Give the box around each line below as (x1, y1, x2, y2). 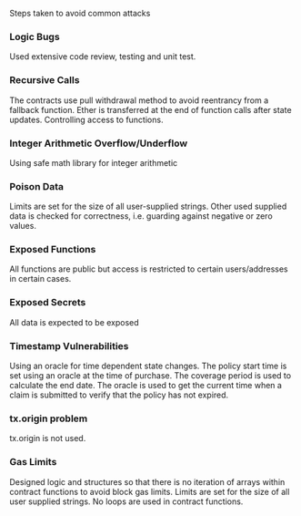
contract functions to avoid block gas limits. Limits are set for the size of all (9, 486, 290, 497)
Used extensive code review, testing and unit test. (9, 51, 196, 62)
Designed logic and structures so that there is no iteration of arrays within (9, 476, 286, 487)
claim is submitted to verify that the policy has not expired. (9, 389, 229, 400)
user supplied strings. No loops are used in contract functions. (9, 496, 244, 507)
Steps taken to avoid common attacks (9, 8, 151, 18)
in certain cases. (9, 273, 72, 284)
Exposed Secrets (9, 296, 86, 309)
